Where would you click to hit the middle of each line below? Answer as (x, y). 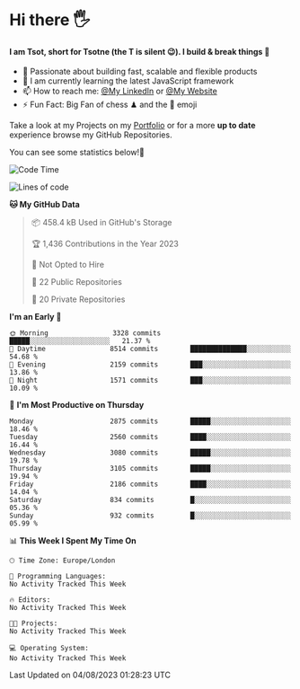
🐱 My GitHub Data (45, 205)
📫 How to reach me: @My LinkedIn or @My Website (119, 91)
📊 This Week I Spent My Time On (73, 541)
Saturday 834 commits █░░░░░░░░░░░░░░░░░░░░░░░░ (150, 500)
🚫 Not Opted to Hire (68, 265)
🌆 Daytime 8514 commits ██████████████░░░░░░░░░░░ (150, 349)
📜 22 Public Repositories (77, 282)
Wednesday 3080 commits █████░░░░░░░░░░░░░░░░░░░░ (150, 453)
